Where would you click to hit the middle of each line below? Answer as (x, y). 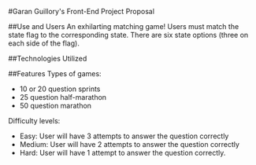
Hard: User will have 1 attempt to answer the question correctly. (122, 153)
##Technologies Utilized (48, 59)
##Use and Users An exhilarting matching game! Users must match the (124, 26)
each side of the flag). (44, 43)
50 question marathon (56, 106)
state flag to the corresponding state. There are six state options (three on (128, 35)
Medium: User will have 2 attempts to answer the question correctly (130, 144)
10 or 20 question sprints (60, 89)
